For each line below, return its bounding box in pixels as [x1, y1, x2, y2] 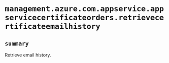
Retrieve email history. [5, 52, 51, 58]
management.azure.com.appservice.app [5, 4, 164, 14]
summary [5, 40, 29, 47]
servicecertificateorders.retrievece [5, 13, 164, 23]
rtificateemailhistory [5, 22, 100, 31]
